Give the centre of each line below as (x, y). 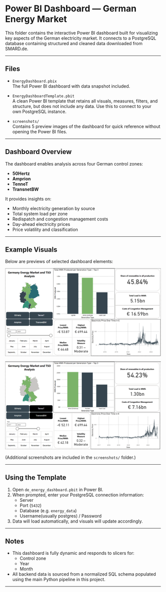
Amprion (21, 178)
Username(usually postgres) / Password (61, 516)
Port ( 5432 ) (31, 505)
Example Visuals (31, 249)
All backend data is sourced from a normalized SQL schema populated (84, 574)
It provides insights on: (28, 199)
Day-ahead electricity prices (41, 224)
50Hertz (21, 173)
